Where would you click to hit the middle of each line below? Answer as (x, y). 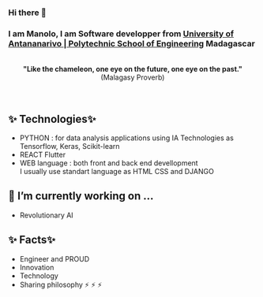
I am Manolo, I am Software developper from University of (121, 33)
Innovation (37, 267)
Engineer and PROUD (54, 258)
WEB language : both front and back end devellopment (109, 163)
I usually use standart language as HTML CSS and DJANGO (117, 172)
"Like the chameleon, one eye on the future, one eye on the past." (133, 69)
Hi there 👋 (28, 13)
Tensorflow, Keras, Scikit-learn (70, 147)
